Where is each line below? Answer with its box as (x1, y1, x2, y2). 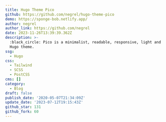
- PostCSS (9, 72, 30, 77)
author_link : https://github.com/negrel (5, 26, 90, 31)
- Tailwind (9, 63, 32, 68)
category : (5, 81, 26, 86)
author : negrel (5, 21, 37, 26)
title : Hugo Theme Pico (5, 7, 55, 12)
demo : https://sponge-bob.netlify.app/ (5, 16, 88, 21)
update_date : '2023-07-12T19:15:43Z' (5, 100, 83, 105)
